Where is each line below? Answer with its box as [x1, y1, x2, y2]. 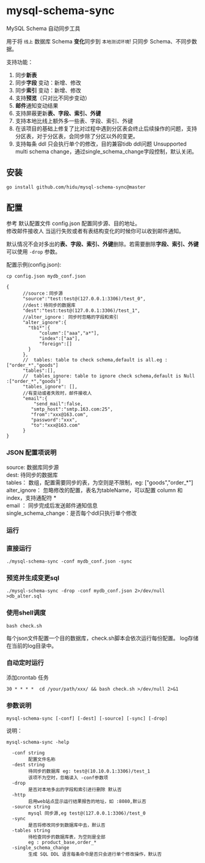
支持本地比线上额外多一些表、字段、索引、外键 [15, 117, 133, 124]
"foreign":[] [38, 341, 72, 347]
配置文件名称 [28, 757, 56, 763]
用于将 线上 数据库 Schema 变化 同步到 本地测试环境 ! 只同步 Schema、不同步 [6, 37, 192, 45]
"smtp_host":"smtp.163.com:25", [31, 406, 113, 413]
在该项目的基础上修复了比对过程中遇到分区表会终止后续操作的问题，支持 [15, 125, 197, 132]
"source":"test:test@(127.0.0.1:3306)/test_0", [22, 296, 146, 302]
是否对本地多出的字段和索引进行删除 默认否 [28, 787, 122, 793]
